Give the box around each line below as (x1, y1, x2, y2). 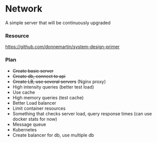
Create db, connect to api (12, 73, 66, 79)
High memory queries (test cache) (12, 94, 84, 101)
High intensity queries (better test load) (12, 84, 94, 90)
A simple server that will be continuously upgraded (5, 20, 111, 26)
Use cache (12, 89, 35, 95)
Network (5, 3, 43, 15)
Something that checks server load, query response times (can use (12, 110, 152, 116)
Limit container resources (12, 105, 66, 111)
